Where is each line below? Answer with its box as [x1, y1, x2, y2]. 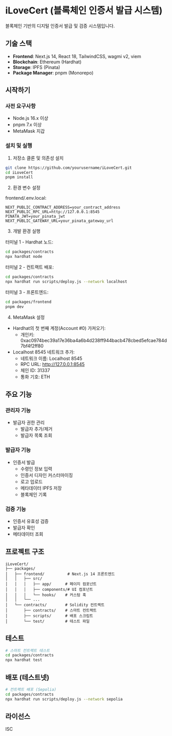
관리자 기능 [5, 407, 31, 414]
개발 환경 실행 [12, 228, 41, 234]
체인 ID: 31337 [20, 367, 50, 373]
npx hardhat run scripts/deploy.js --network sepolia [5, 696, 123, 702]
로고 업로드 [20, 478, 43, 484]
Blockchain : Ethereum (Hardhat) [12, 59, 82, 65]
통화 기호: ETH [20, 374, 50, 380]
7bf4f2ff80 [20, 343, 44, 349]
